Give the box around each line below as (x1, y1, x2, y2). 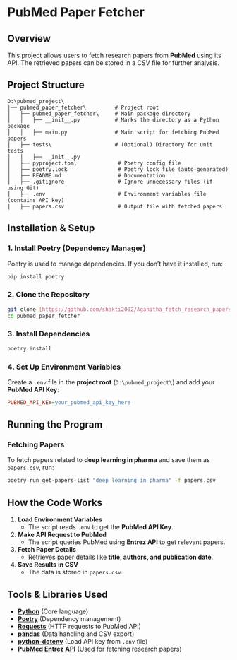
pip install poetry (7, 273, 65, 280)
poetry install (7, 345, 52, 352)
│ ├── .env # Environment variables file (7, 190, 207, 198)
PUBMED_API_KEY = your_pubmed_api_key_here (7, 399, 131, 406)
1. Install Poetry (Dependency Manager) (7, 243, 146, 253)
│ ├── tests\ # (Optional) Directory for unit (7, 141, 213, 148)
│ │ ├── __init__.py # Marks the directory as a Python (7, 116, 219, 124)
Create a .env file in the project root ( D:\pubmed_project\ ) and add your (7, 377, 215, 386)
